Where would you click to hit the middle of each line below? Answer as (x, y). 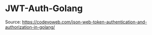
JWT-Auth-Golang (44, 9)
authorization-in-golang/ (30, 27)
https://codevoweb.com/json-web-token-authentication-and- (84, 22)
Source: (13, 22)
